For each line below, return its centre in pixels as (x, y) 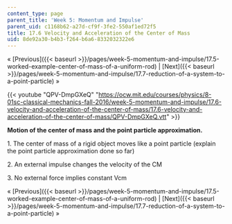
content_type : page (35, 14)
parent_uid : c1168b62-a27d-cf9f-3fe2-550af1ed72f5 (82, 26)
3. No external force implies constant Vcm (67, 178)
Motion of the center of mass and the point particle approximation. (105, 130)
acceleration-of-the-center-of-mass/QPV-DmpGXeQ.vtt (87, 117)
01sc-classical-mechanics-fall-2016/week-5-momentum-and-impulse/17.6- (114, 102)
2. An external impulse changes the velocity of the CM (85, 164)
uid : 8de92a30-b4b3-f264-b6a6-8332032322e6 (71, 40)
